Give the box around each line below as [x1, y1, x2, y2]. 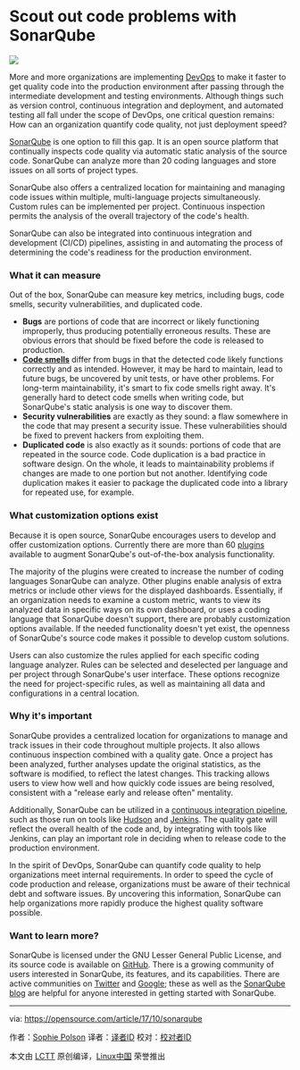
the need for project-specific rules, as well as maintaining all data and [9, 678, 265, 689]
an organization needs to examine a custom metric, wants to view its [9, 594, 262, 605]
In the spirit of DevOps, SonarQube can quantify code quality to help [9, 859, 262, 870]
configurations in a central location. [9, 688, 140, 698]
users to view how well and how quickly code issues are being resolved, [9, 777, 275, 788]
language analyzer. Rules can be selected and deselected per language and [9, 659, 288, 670]
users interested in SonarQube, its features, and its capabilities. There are [9, 969, 280, 980]
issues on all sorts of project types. [9, 164, 138, 175]
